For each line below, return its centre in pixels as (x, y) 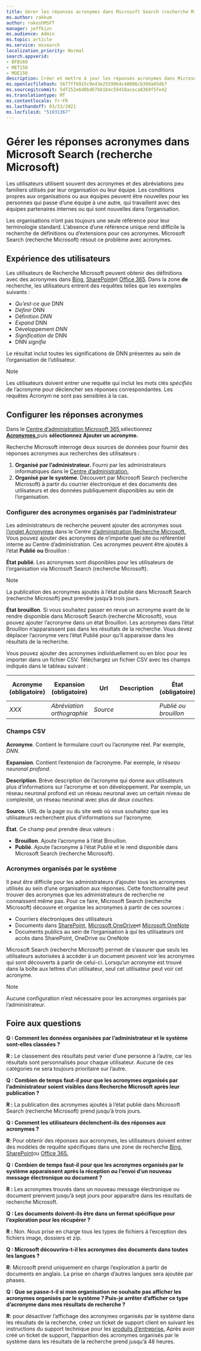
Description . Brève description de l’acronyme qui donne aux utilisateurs (95, 780)
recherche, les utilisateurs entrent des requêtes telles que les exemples (94, 286)
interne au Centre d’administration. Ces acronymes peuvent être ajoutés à (97, 544)
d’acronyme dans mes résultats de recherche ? (66, 1304)
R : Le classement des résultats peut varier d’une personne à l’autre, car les (99, 1056)
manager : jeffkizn (29, 28)
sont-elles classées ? (33, 1044)
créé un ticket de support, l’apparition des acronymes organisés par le (93, 1335)
